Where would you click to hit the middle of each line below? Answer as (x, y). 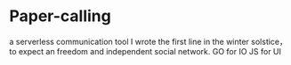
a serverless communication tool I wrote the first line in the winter (129, 41)
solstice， (269, 41)
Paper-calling (60, 16)
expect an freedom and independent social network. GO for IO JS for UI (150, 51)
